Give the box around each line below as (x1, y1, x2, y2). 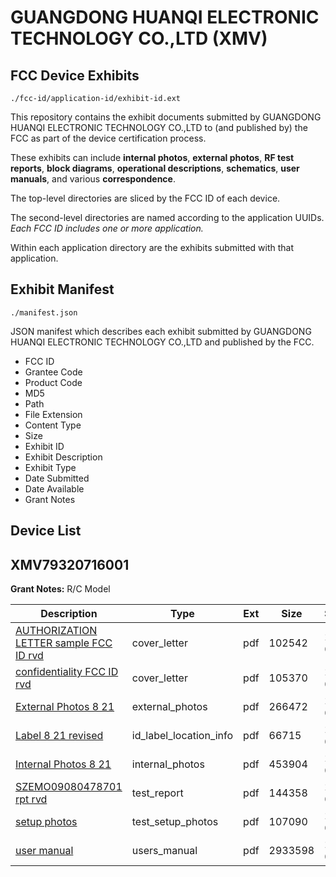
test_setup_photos (131, 815, 219, 829)
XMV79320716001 (10, 556, 130, 573)
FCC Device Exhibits (10, 67, 140, 84)
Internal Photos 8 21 (15, 757, 112, 771)
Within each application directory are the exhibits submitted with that (10, 242, 295, 253)
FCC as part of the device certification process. (10, 132, 207, 144)
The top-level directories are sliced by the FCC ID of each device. (10, 192, 281, 204)
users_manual (131, 844, 198, 858)
